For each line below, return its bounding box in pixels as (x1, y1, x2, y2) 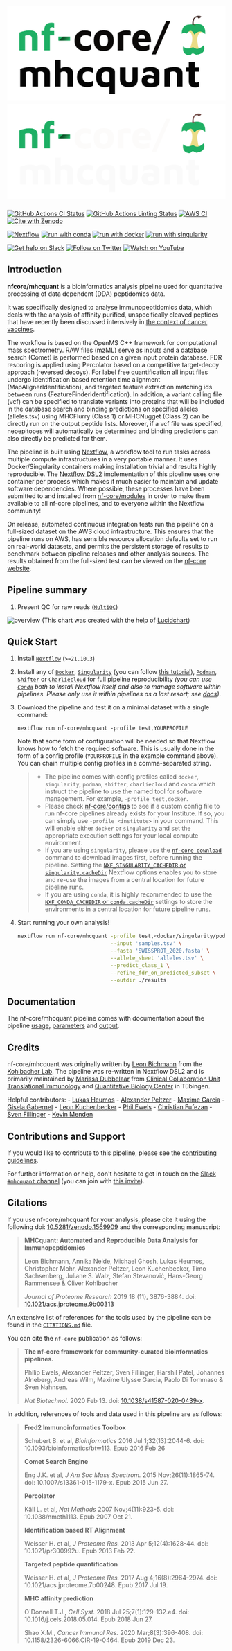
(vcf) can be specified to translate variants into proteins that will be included (7, 397, 225, 405)
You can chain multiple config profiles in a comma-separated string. (17, 759, 211, 768)
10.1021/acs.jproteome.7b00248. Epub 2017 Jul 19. (24, 1580, 168, 1589)
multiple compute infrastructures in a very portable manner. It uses (7, 454, 198, 463)
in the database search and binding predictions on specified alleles (7, 405, 199, 413)
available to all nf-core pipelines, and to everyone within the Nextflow (7, 499, 205, 507)
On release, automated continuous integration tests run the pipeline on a (7, 520, 213, 528)
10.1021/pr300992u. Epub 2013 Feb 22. (24, 1546, 136, 1555)
